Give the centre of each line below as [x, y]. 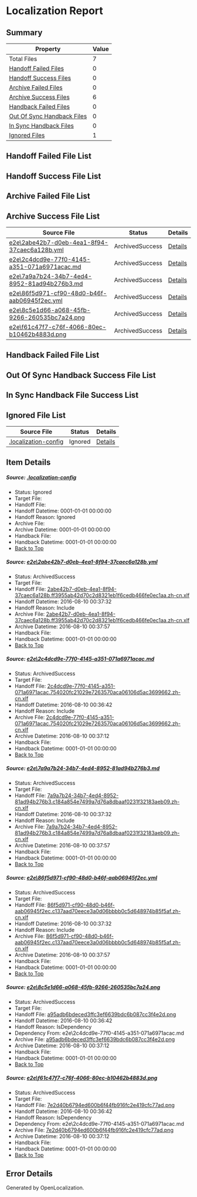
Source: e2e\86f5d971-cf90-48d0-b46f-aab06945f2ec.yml [82, 877]
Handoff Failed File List [49, 156]
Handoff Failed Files [37, 68]
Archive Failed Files [36, 88]
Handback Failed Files [40, 107]
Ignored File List [36, 415]
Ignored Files [27, 135]
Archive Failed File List [48, 196]
